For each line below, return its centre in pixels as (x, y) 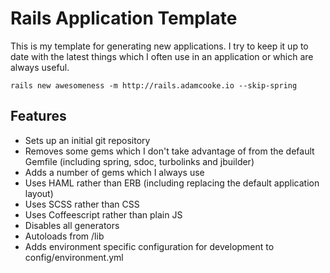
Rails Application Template (124, 18)
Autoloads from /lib (64, 236)
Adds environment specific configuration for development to (149, 246)
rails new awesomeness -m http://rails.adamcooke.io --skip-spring (154, 85)
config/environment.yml (74, 257)
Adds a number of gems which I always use (114, 172)
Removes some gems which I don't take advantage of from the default (169, 151)
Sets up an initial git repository (87, 140)
